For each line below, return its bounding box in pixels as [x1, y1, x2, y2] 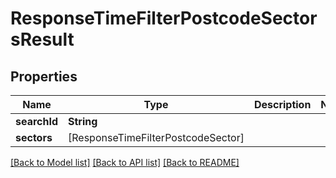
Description [253, 98, 312, 111]
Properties [10, 68, 78, 85]
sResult [10, 28, 75, 51]
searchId [15, 115, 59, 128]
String [68, 115, 98, 128]
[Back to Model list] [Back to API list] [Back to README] [10, 157, 240, 168]
